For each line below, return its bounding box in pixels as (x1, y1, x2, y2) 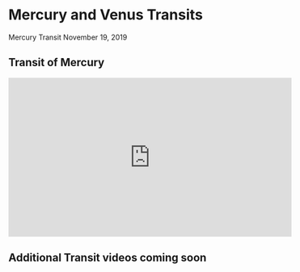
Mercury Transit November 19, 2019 (8, 32, 128, 42)
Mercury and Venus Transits (8, 6, 204, 24)
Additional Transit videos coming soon (8, 251, 207, 265)
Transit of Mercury (8, 56, 105, 69)
